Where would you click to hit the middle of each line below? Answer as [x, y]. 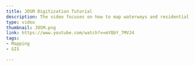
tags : [13, 38]
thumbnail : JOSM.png [31, 27]
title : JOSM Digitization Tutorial [49, 11]
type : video [20, 22]
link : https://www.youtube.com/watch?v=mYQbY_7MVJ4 [70, 33]
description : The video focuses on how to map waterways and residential [98, 17]
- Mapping [18, 44]
